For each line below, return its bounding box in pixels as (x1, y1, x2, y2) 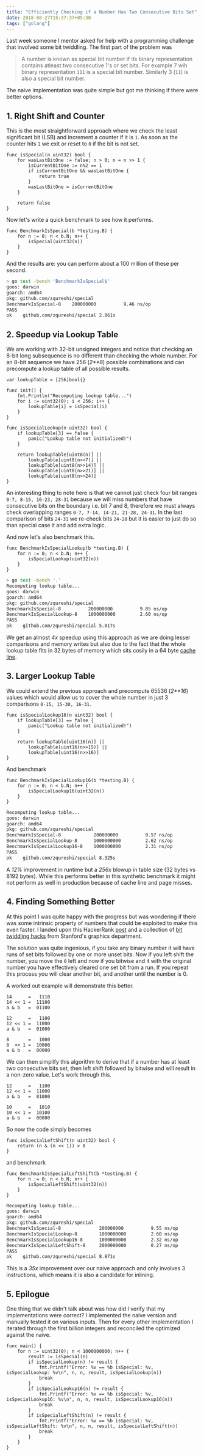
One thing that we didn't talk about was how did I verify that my (6, 1305, 166, 1312)
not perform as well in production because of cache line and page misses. (6, 879, 193, 886)
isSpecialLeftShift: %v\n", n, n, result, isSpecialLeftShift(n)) (6, 1423, 178, 1430)
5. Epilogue (6, 1289, 50, 1299)
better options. (6, 93, 44, 101)
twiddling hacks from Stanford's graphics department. (6, 932, 142, 940)
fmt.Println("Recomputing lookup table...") (17, 393, 132, 399)
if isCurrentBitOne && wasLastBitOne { (28, 168, 130, 174)
